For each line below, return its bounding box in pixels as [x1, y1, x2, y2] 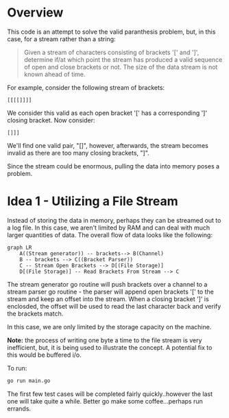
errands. [7, 404, 32, 412]
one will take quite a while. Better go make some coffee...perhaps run [7, 397, 204, 405]
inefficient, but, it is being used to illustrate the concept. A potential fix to [7, 343, 213, 351]
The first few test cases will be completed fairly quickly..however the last [7, 390, 213, 398]
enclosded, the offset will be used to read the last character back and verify [7, 302, 221, 310]
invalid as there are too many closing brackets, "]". [7, 148, 149, 157]
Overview [7, 5, 64, 21]
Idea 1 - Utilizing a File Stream [7, 194, 178, 209]
